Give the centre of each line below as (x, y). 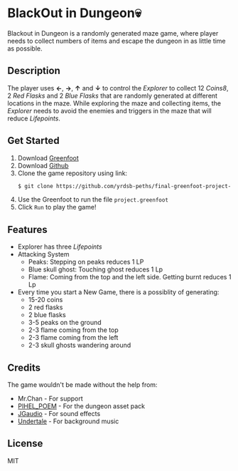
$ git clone (35, 186)
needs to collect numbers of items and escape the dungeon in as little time (117, 41)
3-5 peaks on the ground (65, 323)
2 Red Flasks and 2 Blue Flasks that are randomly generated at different (113, 95)
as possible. (25, 48)
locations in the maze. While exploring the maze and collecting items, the (114, 103)
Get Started (33, 141)
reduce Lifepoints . (34, 118)
